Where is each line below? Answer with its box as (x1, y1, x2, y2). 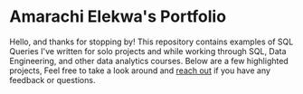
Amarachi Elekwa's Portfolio (9, 6, 227, 27)
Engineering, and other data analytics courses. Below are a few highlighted (9, 55, 289, 66)
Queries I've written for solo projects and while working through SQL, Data (9, 45, 287, 56)
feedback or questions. (9, 74, 96, 85)
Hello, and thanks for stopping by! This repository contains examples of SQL (9, 36, 294, 47)
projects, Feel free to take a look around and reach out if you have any (9, 65, 271, 76)
